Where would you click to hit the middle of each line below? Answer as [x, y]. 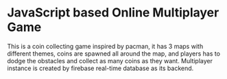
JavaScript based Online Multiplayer [113, 13]
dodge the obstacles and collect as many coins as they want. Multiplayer [110, 60]
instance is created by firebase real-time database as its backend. [100, 68]
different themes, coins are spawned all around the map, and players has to [114, 54]
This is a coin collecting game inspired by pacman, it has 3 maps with [105, 46]
